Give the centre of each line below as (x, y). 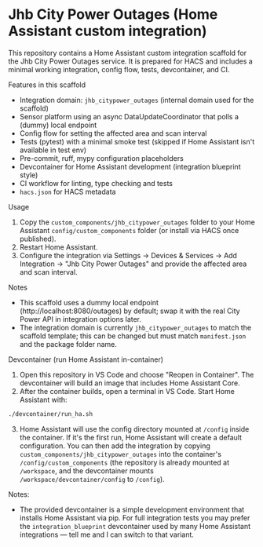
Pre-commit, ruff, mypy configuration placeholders (102, 158)
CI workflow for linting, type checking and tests (96, 183)
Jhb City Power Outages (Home (113, 15)
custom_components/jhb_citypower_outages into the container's (121, 454)
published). (38, 239)
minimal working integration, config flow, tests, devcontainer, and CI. (119, 69)
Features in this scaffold (47, 85)
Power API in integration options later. (80, 319)
